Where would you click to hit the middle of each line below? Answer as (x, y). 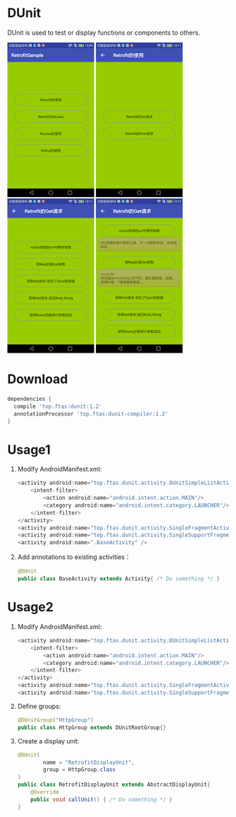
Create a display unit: (48, 741)
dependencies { (30, 399)
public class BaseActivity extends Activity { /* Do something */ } (119, 579)
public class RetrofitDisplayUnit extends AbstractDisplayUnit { (114, 785)
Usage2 (31, 607)
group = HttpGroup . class (80, 770)
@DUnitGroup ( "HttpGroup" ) (55, 720)
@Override (45, 792)
